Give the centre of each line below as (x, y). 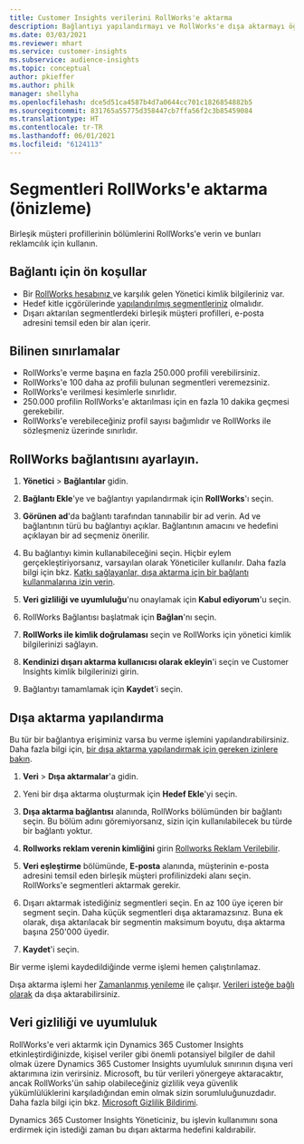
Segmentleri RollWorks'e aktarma (139, 189)
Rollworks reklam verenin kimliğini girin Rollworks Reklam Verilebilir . (151, 848)
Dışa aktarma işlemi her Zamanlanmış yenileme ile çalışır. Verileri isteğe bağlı (152, 984)
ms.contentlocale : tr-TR (56, 128)
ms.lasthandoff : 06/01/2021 (62, 136)
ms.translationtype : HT (54, 119)
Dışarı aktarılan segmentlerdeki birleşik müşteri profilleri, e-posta (143, 313)
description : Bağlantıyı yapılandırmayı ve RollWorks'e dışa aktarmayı (147, 26)
